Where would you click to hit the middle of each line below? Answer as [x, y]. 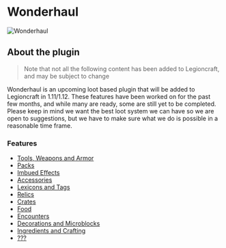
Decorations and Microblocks [58, 223]
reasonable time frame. [40, 125]
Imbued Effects [38, 173]
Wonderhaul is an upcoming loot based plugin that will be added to [101, 89]
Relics [25, 195]
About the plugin [43, 52]
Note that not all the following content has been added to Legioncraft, [122, 68]
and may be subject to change [67, 76]
